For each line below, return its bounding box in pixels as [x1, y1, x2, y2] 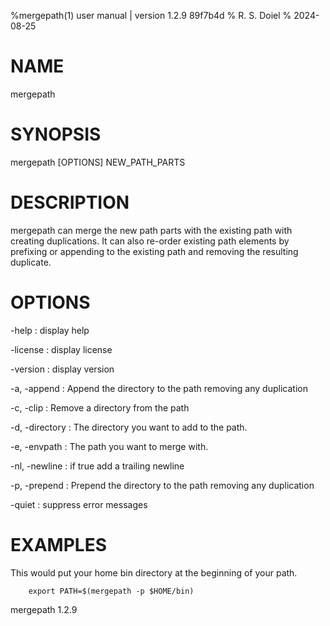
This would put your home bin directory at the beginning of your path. [10, 566, 298, 579]
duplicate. [10, 256, 52, 268]
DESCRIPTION [10, 191, 130, 214]
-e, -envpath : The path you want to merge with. [10, 440, 209, 452]
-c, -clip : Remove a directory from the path [10, 401, 190, 414]
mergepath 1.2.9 [10, 603, 78, 615]
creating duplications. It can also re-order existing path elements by [10, 235, 290, 247]
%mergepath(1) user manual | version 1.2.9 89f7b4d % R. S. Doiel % [10, 10, 292, 21]
